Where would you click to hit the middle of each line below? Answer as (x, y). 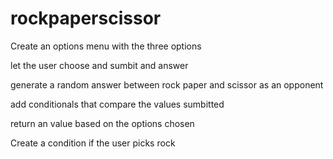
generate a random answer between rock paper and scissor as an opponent (167, 84)
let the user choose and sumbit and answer (99, 65)
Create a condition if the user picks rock (93, 143)
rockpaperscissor (86, 18)
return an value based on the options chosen (102, 123)
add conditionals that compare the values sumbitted (117, 104)
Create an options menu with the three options (106, 46)
